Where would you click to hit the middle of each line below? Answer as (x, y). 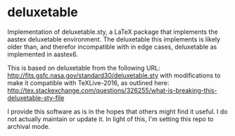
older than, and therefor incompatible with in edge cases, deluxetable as (112, 47)
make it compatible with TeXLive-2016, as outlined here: (88, 82)
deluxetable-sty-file (36, 98)
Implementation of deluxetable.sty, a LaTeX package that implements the (113, 32)
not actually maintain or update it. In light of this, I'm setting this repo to (110, 119)
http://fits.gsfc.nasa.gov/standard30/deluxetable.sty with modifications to (114, 75)
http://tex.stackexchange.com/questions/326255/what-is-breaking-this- (112, 90)
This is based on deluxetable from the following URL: (84, 68)
